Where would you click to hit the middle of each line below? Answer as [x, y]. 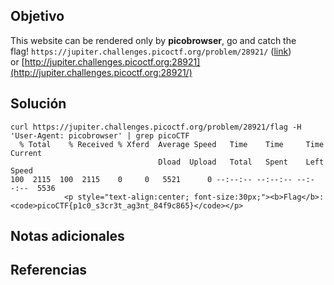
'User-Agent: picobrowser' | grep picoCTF [100, 135]
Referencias [49, 270]
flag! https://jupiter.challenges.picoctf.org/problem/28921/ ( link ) [151, 51]
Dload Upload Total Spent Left [241, 162]
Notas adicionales [67, 236]
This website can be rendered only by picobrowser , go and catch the [153, 40]
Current [26, 153]
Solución [38, 104]
